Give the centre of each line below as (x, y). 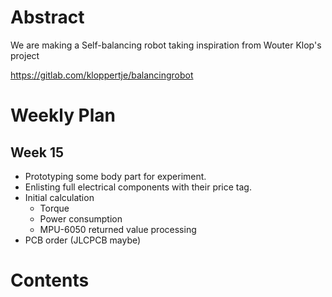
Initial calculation (59, 197)
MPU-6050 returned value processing (118, 229)
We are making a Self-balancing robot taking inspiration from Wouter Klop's (166, 45)
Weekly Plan (63, 115)
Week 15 (37, 152)
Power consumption (81, 218)
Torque (54, 208)
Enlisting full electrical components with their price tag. (138, 187)
